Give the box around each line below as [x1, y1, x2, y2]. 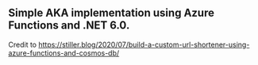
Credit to [8, 40, 37, 49]
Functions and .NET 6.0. [8, 19, 130, 32]
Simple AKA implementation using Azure [8, 6, 214, 20]
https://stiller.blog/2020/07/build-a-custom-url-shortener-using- [38, 40, 250, 49]
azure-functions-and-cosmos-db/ [8, 48, 120, 58]
